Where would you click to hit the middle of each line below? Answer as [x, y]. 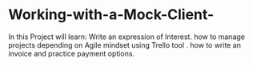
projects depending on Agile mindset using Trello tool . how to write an [125, 45]
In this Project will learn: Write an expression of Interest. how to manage [127, 37]
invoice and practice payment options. [71, 53]
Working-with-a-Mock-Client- [111, 15]
